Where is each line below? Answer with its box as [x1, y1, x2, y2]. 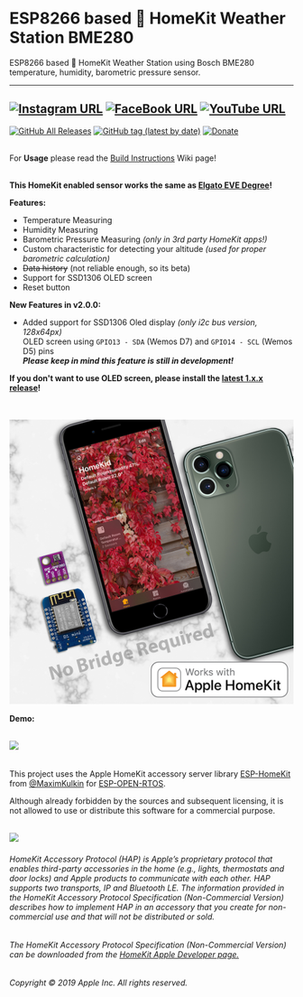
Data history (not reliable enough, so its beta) [22, 262, 191, 274]
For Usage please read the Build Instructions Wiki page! [9, 153, 216, 163]
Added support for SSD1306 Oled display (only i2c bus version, [22, 316, 258, 328]
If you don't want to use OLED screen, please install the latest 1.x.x [9, 372, 263, 383]
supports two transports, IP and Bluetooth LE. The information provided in [9, 882, 285, 893]
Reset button [22, 282, 70, 293]
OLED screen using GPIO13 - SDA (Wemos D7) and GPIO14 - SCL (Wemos [22, 336, 293, 347]
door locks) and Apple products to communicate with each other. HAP [9, 873, 271, 884]
